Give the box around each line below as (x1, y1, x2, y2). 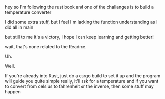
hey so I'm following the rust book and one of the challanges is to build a (5, 4, 154, 10)
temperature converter (5, 9, 52, 15)
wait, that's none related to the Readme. (5, 44, 87, 49)
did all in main (5, 24, 34, 30)
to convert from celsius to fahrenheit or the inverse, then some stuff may (5, 83, 154, 89)
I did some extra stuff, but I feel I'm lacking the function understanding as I (5, 19, 158, 25)
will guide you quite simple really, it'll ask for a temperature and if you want (5, 78, 159, 84)
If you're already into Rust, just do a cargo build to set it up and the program (5, 73, 161, 79)
